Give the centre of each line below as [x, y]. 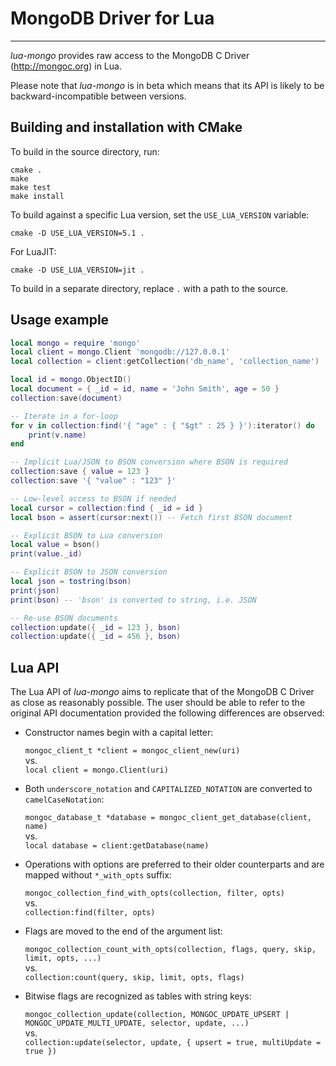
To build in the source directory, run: [85, 151]
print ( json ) [35, 590]
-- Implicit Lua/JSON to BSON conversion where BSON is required [149, 462]
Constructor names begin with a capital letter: [119, 733]
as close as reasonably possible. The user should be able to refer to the [158, 703]
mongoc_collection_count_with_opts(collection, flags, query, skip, [170, 950]
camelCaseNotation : [64, 799]
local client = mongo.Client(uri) [96, 770]
